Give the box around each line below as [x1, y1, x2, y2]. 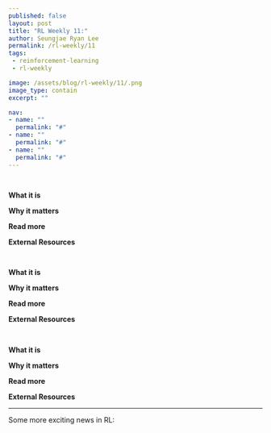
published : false [8, 11, 67, 20]
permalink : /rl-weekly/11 [8, 42, 95, 50]
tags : [8, 49, 27, 57]
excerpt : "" [8, 94, 48, 102]
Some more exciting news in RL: [8, 414, 115, 424]
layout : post [8, 19, 52, 27]
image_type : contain [8, 86, 78, 94]
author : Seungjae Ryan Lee [8, 34, 99, 43]
